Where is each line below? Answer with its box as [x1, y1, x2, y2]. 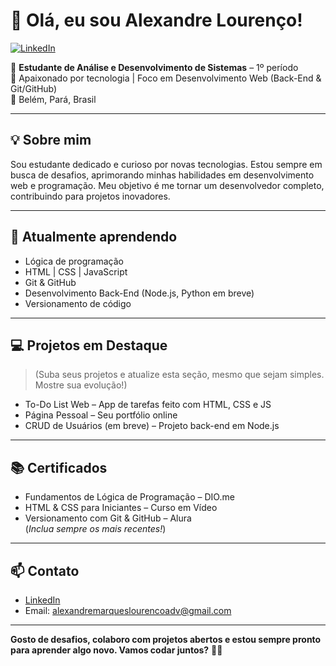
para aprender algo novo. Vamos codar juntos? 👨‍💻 [10, 644, 223, 656]
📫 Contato [10, 562, 80, 579]
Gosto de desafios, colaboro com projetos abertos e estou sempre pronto [10, 634, 322, 645]
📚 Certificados [10, 459, 108, 476]
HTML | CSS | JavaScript [24, 265, 128, 278]
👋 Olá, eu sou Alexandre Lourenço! [10, 9, 303, 32]
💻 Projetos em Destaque [10, 337, 168, 354]
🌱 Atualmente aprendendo [10, 229, 178, 246]
